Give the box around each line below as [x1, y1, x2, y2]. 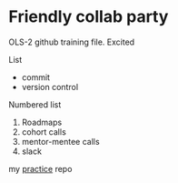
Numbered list [8, 98, 62, 110]
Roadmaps [21, 117, 63, 127]
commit [21, 71, 51, 83]
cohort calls [21, 126, 67, 137]
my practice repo [8, 163, 73, 174]
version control [21, 81, 79, 92]
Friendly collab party [8, 6, 169, 27]
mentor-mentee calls [21, 136, 101, 147]
